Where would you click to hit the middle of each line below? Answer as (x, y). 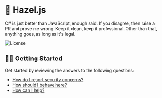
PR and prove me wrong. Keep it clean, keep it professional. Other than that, (81, 28)
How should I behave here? (39, 85)
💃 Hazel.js (26, 10)
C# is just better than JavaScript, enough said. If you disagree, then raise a (80, 23)
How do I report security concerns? (48, 79)
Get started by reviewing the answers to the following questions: (70, 70)
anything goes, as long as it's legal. (40, 34)
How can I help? (28, 90)
